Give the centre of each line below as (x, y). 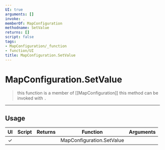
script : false (20, 37)
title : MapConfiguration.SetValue (41, 55)
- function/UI (20, 50)
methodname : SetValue (27, 28)
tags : (11, 42)
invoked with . (32, 98)
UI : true (14, 10)
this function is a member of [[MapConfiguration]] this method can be (88, 93)
